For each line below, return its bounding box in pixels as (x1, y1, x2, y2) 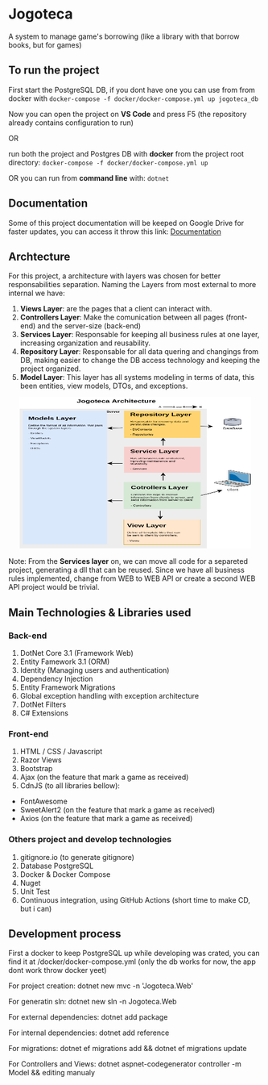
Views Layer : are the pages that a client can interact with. (19, 304, 212, 314)
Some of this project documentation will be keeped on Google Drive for (8, 218, 245, 227)
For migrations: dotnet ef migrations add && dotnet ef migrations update (8, 1044, 247, 1054)
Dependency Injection (19, 674, 93, 684)
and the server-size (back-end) (37, 321, 142, 331)
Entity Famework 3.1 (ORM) (19, 657, 110, 666)
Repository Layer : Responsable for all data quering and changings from (19, 347, 259, 357)
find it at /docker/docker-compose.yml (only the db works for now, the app (8, 957, 256, 966)
